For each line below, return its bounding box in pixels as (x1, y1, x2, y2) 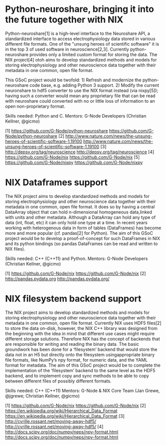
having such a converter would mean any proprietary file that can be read (5, 93, 156, 99)
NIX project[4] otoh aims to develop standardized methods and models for (5, 57, 157, 63)
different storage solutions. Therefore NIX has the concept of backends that (5, 336, 160, 342)
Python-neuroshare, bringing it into (5, 3, 155, 15)
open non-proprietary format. (5, 103, 65, 109)
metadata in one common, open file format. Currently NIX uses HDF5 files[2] (5, 320, 162, 326)
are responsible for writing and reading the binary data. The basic (5, 341, 139, 347)
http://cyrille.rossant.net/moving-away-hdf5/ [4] (5, 423, 104, 430)
